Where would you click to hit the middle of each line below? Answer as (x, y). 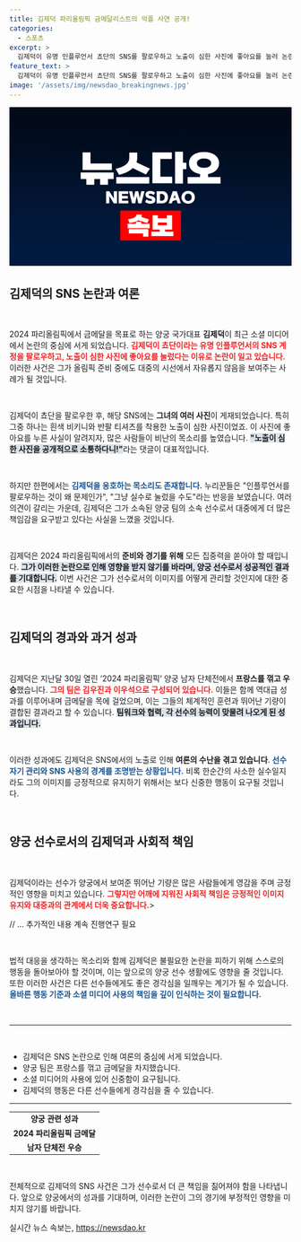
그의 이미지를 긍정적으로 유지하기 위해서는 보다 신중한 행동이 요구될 (143, 782)
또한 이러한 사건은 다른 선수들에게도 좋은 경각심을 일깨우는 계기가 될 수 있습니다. (149, 983)
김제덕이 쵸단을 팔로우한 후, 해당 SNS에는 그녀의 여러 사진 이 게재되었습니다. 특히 (149, 415)
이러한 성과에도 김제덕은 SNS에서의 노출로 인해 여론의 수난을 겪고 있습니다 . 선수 (148, 759)
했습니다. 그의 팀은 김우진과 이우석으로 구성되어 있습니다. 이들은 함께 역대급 (147, 689)
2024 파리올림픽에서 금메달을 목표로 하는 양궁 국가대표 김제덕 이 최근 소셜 (138, 334)
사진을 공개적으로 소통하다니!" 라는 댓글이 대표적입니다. (114, 450)
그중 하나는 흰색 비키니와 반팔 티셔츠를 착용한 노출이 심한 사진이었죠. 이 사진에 (146, 427)
